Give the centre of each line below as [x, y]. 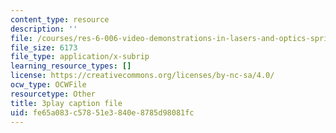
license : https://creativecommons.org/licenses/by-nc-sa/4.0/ [142, 76]
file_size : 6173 [44, 47]
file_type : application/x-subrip [80, 57]
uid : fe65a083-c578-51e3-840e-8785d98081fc [102, 112]
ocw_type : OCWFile [48, 85]
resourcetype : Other [53, 94]
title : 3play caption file [66, 103]
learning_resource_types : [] [71, 66]
